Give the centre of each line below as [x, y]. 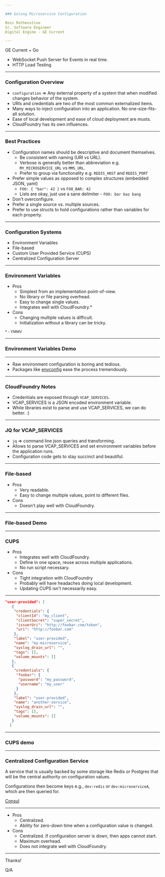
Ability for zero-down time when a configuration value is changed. [86, 825]
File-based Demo [26, 523]
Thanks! [13, 861]
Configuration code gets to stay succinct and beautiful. [68, 456]
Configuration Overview [34, 82]
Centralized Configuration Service [47, 761]
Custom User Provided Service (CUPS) [52, 253]
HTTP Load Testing [32, 65]
